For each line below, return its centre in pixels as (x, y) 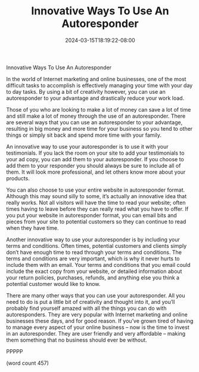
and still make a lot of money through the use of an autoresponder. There (96, 116)
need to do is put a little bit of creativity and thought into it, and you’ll (91, 302)
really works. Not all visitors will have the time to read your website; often (96, 202)
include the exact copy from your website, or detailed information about (94, 271)
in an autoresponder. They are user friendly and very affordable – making (96, 333)
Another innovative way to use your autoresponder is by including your (93, 239)
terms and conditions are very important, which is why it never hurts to (93, 259)
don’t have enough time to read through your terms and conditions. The (94, 252)
